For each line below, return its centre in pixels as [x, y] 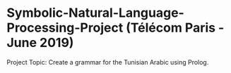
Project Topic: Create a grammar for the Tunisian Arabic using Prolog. [108, 62]
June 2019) [40, 43]
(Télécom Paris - [175, 28]
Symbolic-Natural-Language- [95, 13]
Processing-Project [65, 28]
